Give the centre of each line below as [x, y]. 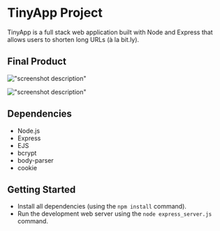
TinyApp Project [55, 13]
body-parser [35, 160]
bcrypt [27, 153]
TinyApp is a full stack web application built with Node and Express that [110, 32]
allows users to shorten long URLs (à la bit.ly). [73, 39]
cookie [27, 167]
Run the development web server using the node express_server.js [115, 214]
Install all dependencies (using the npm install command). [102, 207]
